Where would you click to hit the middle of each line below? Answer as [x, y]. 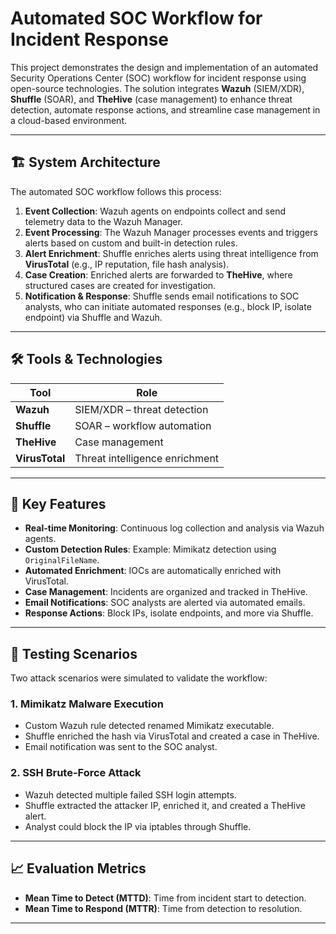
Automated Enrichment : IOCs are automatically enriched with [153, 571]
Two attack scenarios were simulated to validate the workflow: [139, 678]
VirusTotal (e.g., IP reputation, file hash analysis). [127, 264]
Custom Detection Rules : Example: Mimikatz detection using [150, 549]
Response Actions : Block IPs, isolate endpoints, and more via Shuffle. [169, 613]
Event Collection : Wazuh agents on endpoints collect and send [155, 211]
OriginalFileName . [62, 560]
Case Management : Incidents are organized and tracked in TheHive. [166, 592]
